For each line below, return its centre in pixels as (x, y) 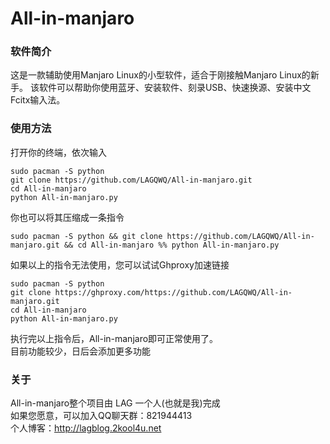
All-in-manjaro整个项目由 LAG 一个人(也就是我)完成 (115, 403)
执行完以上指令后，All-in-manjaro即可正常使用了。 (114, 338)
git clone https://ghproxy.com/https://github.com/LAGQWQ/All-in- (151, 292)
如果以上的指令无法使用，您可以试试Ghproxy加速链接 (120, 264)
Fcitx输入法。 (38, 100)
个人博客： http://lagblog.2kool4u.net (86, 428)
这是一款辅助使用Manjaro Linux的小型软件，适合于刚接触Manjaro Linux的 (160, 75)
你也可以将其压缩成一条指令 (67, 217)
